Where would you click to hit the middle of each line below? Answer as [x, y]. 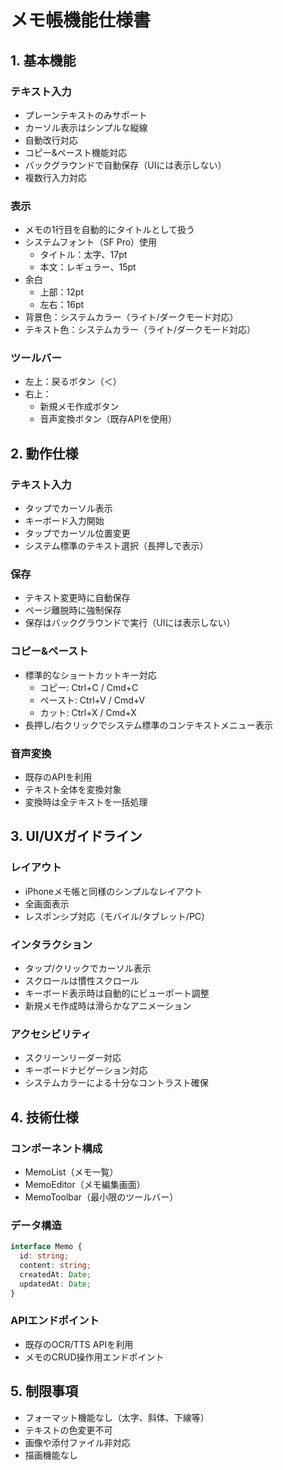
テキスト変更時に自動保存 [77, 598]
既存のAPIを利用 [58, 777]
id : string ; [44, 1256]
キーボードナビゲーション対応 [86, 1070]
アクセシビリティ [51, 1034]
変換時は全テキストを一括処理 [86, 802]
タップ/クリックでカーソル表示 [88, 968]
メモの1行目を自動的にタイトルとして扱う [110, 230]
